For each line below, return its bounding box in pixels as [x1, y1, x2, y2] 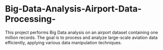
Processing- [5, 13, 56, 25]
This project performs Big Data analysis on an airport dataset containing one [5, 29, 158, 35]
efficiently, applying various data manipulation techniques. [5, 39, 122, 45]
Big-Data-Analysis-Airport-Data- [5, 3, 142, 14]
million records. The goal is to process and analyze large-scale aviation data [5, 35, 158, 40]
